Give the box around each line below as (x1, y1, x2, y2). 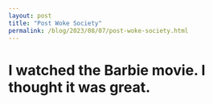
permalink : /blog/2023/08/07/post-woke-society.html (8, 26, 189, 34)
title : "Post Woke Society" (8, 19, 103, 27)
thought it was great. (8, 78, 151, 96)
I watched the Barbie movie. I (8, 61, 206, 79)
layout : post (8, 11, 52, 20)
